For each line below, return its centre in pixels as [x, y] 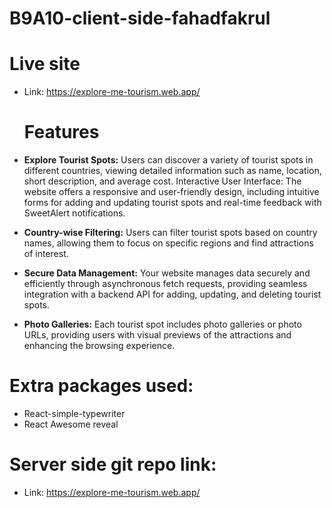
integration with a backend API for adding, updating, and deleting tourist [172, 294]
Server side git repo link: [113, 464]
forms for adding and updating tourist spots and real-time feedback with [172, 203]
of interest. [46, 254]
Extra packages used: [101, 386]
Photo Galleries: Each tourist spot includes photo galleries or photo [162, 324]
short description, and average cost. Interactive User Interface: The [162, 181]
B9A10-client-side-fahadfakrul [140, 18]
